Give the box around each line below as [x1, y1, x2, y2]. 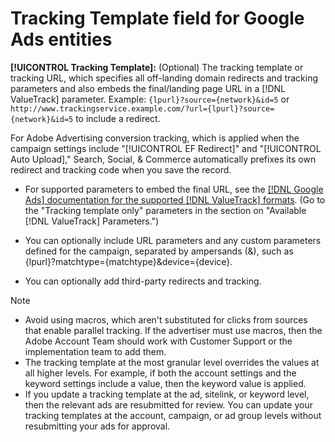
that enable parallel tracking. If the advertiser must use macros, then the [24, 324, 323, 336]
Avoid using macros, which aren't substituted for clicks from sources [24, 313, 308, 326]
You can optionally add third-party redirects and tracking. [24, 275, 262, 287]
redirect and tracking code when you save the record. [10, 163, 232, 176]
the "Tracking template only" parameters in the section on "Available [24, 204, 307, 216]
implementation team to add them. [24, 345, 167, 357]
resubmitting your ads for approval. [24, 420, 171, 432]
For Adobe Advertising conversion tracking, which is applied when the [10, 132, 300, 144]
